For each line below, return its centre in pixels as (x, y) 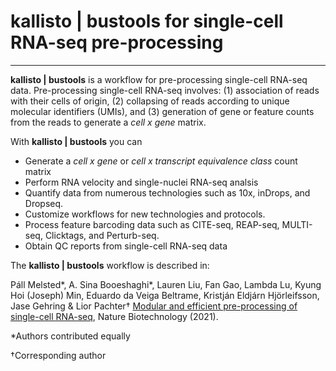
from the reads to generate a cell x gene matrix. (108, 122)
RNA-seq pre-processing (117, 42)
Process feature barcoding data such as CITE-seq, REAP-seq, (152, 224)
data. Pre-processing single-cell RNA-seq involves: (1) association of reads (165, 90)
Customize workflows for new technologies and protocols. (145, 214)
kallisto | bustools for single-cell (147, 21)
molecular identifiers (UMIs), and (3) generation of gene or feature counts (162, 111)
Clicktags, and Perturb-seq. (102, 235)
